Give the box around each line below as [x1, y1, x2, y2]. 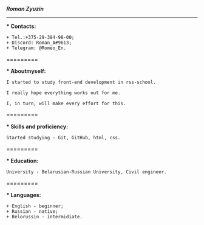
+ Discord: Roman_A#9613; [6, 40, 72, 46]
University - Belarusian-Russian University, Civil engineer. [6, 169, 167, 175]
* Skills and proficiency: [6, 123, 69, 130]
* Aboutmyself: [6, 67, 47, 75]
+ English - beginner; [6, 203, 64, 209]
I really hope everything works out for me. [6, 90, 121, 96]
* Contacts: [6, 22, 36, 30]
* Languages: [6, 192, 41, 198]
